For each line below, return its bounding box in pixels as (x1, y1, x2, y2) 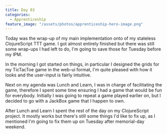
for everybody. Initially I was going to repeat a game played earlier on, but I (5, 93, 161, 99)
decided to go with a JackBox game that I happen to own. (5, 98, 125, 104)
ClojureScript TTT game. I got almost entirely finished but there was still (5, 41, 155, 47)
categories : (5, 12, 30, 17)
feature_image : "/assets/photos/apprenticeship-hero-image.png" (5, 21, 143, 27)
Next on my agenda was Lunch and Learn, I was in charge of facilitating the (5, 82, 162, 88)
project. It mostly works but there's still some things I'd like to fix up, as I (5, 113, 155, 119)
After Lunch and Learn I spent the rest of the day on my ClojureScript (5, 108, 149, 114)
